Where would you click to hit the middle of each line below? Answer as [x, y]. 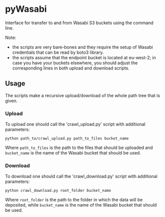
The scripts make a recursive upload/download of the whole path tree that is [82, 95]
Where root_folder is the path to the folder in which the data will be [74, 200]
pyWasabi [26, 9]
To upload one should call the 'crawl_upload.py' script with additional [75, 124]
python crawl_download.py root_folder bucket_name [58, 191]
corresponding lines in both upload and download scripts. [71, 68]
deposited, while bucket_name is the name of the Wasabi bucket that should [81, 205]
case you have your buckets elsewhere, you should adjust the [75, 63]
